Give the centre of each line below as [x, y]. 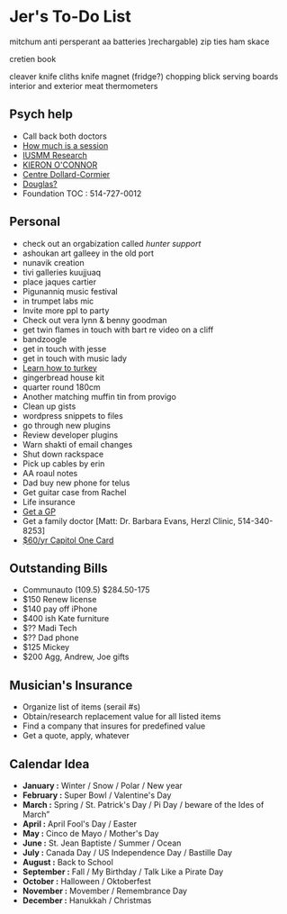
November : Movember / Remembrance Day [104, 891]
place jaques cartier [59, 282]
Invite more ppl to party [66, 310]
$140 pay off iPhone [60, 609]
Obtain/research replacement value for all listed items [122, 717]
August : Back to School [68, 862]
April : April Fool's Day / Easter [80, 824]
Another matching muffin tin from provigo [99, 396]
